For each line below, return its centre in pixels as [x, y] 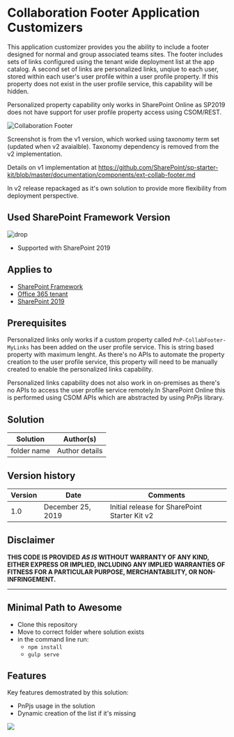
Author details [80, 451]
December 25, [68, 507]
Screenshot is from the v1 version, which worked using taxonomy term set [114, 139]
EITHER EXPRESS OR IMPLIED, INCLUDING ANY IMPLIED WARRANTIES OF [116, 564]
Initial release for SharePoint [156, 507]
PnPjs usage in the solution [56, 706]
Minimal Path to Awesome [65, 608]
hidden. [18, 91]
